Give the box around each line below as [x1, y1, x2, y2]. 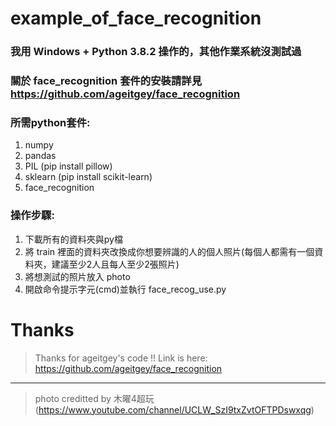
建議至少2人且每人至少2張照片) [51, 258, 180, 270]
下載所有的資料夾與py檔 [24, 233, 123, 245]
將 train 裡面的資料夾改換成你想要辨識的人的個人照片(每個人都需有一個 [24, 245, 315, 257]
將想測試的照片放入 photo [24, 270, 131, 282]
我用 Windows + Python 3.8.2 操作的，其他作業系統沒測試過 [10, 45, 302, 59]
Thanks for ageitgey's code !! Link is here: [34, 352, 208, 364]
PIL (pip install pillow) [24, 160, 113, 172]
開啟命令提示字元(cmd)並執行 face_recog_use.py [24, 283, 227, 295]
